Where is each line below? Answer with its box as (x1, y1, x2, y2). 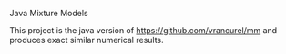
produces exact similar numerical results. (9, 35, 164, 45)
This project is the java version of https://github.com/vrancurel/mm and (9, 25, 278, 35)
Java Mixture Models (9, 8, 88, 18)
